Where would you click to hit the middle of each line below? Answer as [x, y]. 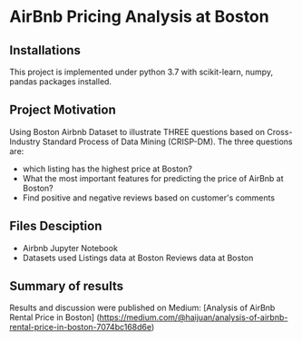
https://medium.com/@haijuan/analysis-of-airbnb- [194, 317]
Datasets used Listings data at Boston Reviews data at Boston [138, 258]
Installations [45, 50]
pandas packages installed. [60, 82]
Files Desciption [56, 226]
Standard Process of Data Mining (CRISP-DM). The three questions [167, 141]
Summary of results [67, 286]
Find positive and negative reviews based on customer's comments [148, 198]
